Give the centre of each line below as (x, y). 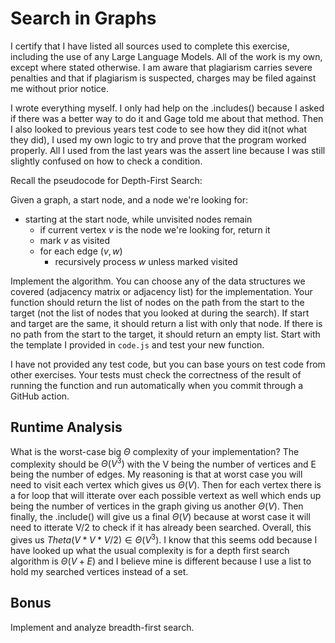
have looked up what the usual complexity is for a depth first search (150, 551)
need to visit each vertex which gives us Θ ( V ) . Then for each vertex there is (166, 485)
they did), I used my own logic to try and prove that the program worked (158, 139)
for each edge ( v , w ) (81, 251)
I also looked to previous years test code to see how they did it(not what (159, 129)
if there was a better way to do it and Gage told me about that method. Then (167, 118)
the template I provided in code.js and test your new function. (137, 344)
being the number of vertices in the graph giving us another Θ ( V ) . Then (157, 506)
